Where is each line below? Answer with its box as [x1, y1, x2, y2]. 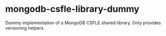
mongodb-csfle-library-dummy [5, 3, 139, 15]
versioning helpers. [5, 25, 45, 31]
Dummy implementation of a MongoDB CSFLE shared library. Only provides [5, 20, 161, 26]
